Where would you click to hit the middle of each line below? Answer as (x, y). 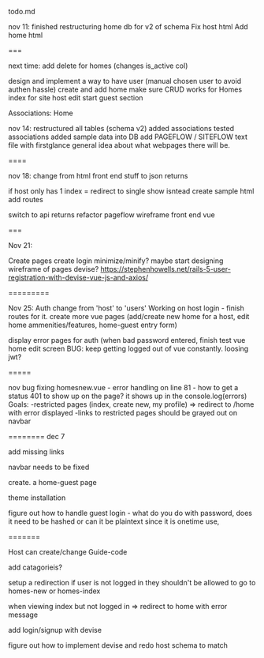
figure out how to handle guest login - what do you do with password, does (130, 513)
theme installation (37, 498)
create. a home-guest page (52, 482)
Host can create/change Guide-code (68, 552)
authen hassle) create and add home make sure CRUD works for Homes (125, 89)
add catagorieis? (35, 567)
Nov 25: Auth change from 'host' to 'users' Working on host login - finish (126, 308)
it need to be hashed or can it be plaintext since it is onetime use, (114, 521)
